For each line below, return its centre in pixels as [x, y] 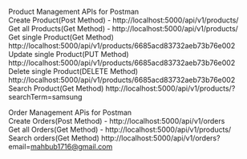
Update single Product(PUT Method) [69, 54]
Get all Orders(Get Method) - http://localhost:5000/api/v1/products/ [120, 129]
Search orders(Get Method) [54, 138]
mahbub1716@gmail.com [72, 147]
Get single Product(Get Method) [61, 37]
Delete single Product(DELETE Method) [73, 71]
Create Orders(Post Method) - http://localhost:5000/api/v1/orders [117, 121]
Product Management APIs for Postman [74, 12]
